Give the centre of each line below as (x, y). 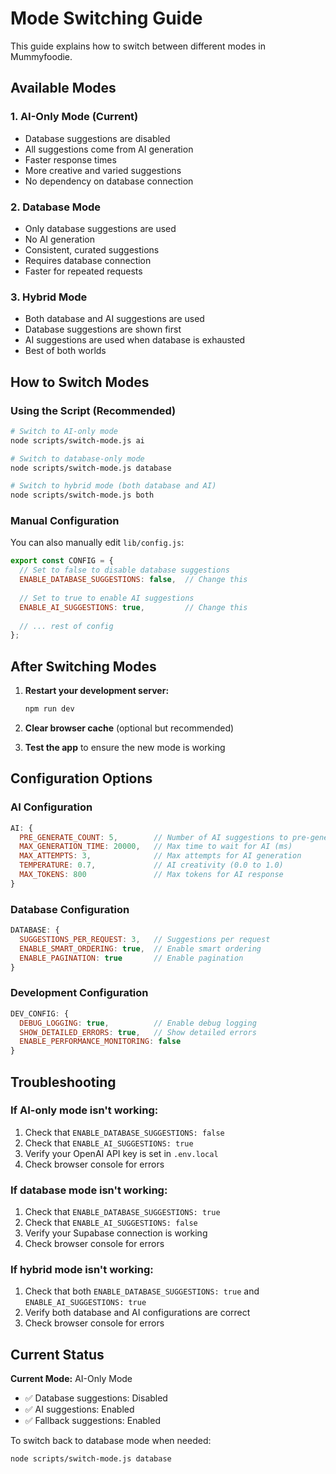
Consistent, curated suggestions (92, 249)
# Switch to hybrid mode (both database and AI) (113, 486)
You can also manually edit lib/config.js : (97, 543)
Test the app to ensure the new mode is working (125, 748)
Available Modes (63, 88)
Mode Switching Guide (106, 18)
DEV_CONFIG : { (40, 1013)
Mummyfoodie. (41, 56)
